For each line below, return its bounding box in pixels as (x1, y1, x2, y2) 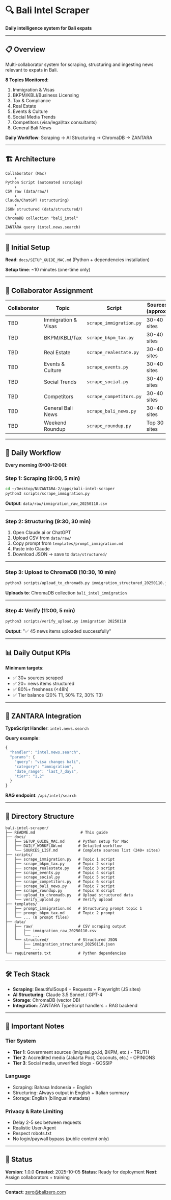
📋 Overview (5, 45, 46, 54)
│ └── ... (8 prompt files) (5, 915, 70, 920)
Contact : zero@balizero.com (5, 1189, 66, 1195)
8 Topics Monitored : (5, 77, 49, 83)
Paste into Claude (12, 546, 50, 552)
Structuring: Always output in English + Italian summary (12, 1090, 129, 1096)
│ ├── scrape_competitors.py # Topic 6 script (5, 879, 115, 884)
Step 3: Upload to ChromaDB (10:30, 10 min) (5, 569, 116, 576)
